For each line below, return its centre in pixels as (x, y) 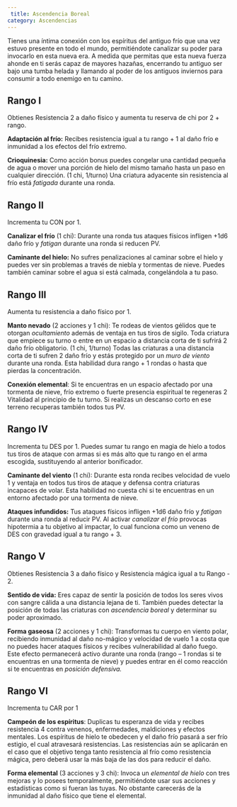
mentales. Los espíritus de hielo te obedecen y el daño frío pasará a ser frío (117, 737)
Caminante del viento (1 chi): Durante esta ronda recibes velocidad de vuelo (119, 475)
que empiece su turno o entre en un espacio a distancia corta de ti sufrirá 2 (117, 340)
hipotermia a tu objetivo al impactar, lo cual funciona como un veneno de (114, 526)
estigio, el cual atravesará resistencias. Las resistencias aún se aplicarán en (117, 745)
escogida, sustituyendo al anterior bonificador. (75, 461)
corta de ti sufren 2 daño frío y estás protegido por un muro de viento (109, 355)
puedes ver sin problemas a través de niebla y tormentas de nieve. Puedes (116, 265)
